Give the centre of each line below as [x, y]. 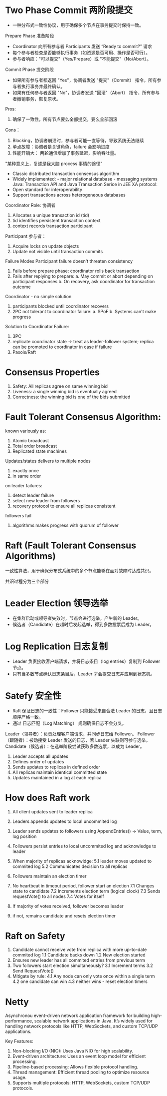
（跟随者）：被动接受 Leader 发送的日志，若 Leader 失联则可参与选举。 [78, 740]
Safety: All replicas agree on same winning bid [60, 386]
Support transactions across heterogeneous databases [69, 195]
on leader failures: [24, 485]
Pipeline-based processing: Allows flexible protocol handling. [75, 1067]
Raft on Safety [35, 936]
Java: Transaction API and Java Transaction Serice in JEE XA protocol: [85, 184]
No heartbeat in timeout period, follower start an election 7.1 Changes [83, 885]
